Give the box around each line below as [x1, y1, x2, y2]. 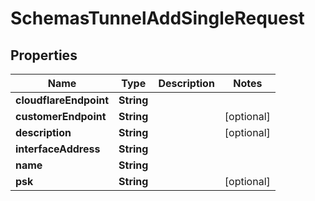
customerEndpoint [15, 110, 107, 123]
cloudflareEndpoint [15, 93, 110, 107]
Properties [10, 47, 78, 64]
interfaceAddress [15, 142, 101, 156]
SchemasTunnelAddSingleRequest [10, 7, 305, 30]
